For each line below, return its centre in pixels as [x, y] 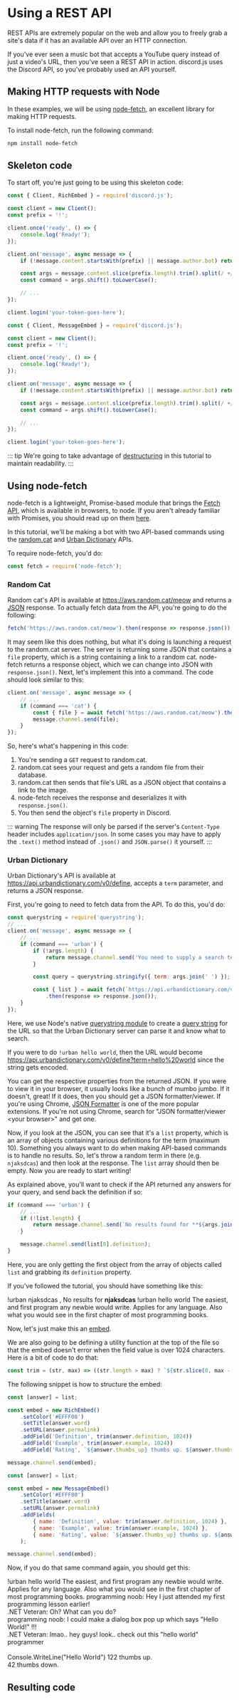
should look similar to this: [46, 680]
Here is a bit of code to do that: [53, 1357]
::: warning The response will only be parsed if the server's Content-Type [114, 827]
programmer [26, 1642]
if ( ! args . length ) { [63, 951]
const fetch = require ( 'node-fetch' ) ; [65, 566]
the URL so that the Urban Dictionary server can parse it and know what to [117, 1031]
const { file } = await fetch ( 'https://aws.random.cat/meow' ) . [128, 713]
